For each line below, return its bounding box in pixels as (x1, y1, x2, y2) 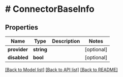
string (32, 46, 48, 53)
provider (7, 46, 28, 53)
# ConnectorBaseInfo (5, 3, 94, 15)
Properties (5, 23, 38, 32)
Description (52, 38, 80, 44)
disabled (7, 54, 29, 61)
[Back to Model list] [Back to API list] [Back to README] (5, 67, 118, 73)
